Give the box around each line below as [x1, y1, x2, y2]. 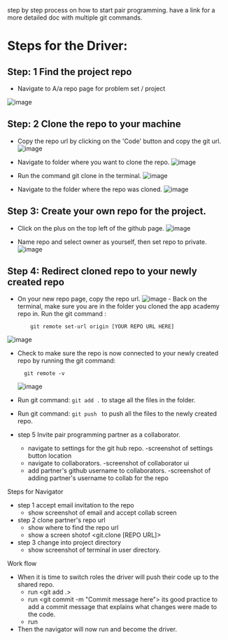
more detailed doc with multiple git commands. [7, 13, 143, 22]
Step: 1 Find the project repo [7, 66, 132, 78]
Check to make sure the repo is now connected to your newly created [17, 349, 219, 358]
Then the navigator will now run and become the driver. [17, 625, 177, 634]
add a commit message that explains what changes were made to [27, 603, 218, 611]
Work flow [7, 559, 37, 568]
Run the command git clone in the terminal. [17, 171, 142, 179]
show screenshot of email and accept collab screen [27, 508, 177, 517]
